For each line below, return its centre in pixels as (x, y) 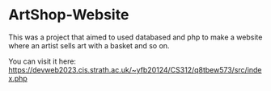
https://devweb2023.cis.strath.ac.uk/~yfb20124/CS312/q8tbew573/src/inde (135, 69)
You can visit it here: (42, 61)
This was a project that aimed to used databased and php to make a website (135, 37)
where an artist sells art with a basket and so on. (89, 45)
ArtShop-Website (69, 15)
